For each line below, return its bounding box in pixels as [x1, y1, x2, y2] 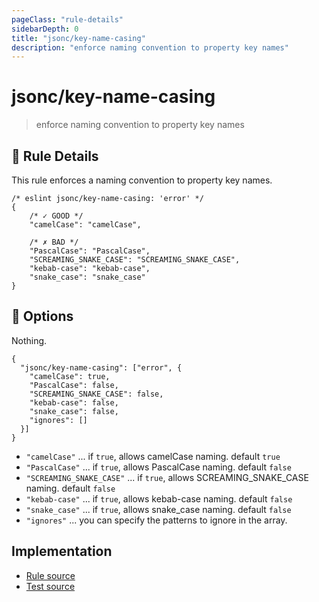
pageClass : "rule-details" [11, 14, 124, 25]
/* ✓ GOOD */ [29, 211, 84, 221]
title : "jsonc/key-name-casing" [11, 33, 146, 43]
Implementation [11, 543, 113, 560]
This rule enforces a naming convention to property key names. [11, 174, 273, 186]
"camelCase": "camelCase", [29, 220, 142, 230]
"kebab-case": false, [29, 397, 119, 408]
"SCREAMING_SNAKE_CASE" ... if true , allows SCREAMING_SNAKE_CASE [25, 471, 309, 483]
